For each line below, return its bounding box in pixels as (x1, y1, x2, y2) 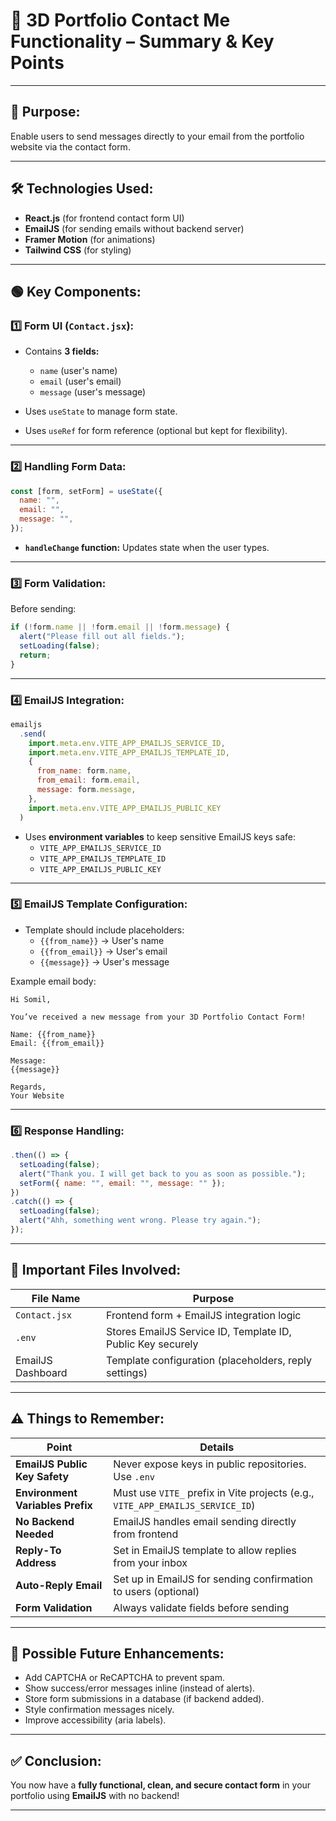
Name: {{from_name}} (10, 1029, 97, 1039)
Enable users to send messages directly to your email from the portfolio (10, 130, 305, 142)
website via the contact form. (10, 140, 131, 153)
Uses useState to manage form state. (24, 405, 178, 418)
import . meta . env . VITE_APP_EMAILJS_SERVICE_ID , (28, 738, 226, 748)
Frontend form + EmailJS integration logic (106, 1308, 302, 1322)
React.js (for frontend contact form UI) (24, 212, 185, 224)
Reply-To (15, 1543, 62, 1557)
